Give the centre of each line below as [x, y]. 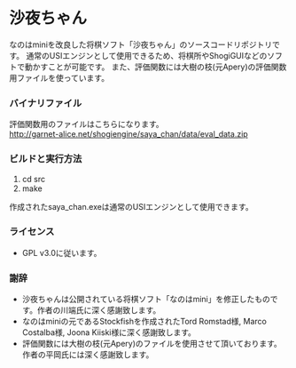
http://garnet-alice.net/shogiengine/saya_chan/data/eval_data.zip [129, 134]
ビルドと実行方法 [46, 159]
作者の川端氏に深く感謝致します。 [99, 310]
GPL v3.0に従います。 [62, 252]
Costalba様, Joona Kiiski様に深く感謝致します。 [109, 332]
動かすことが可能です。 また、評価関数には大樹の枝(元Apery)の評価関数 [156, 67]
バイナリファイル [46, 103]
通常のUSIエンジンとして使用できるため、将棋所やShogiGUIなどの [147, 55]
